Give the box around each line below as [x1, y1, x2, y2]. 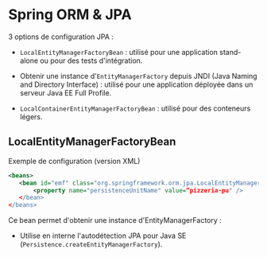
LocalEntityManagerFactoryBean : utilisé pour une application [19, 47, 219, 56]
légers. [19, 111, 43, 121]
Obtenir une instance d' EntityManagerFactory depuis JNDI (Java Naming [19, 71, 257, 80]
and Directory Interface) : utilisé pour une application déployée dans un [19, 80, 253, 89]
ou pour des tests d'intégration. [39, 56, 143, 65]
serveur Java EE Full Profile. [19, 88, 112, 97]
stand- [219, 47, 242, 56]
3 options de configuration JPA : [8, 32, 114, 41]
